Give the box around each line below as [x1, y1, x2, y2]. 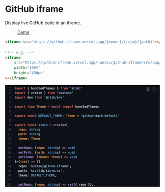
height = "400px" [14, 70, 45, 76]
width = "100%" [14, 65, 41, 70]
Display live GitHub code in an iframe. [5, 20, 82, 26]
